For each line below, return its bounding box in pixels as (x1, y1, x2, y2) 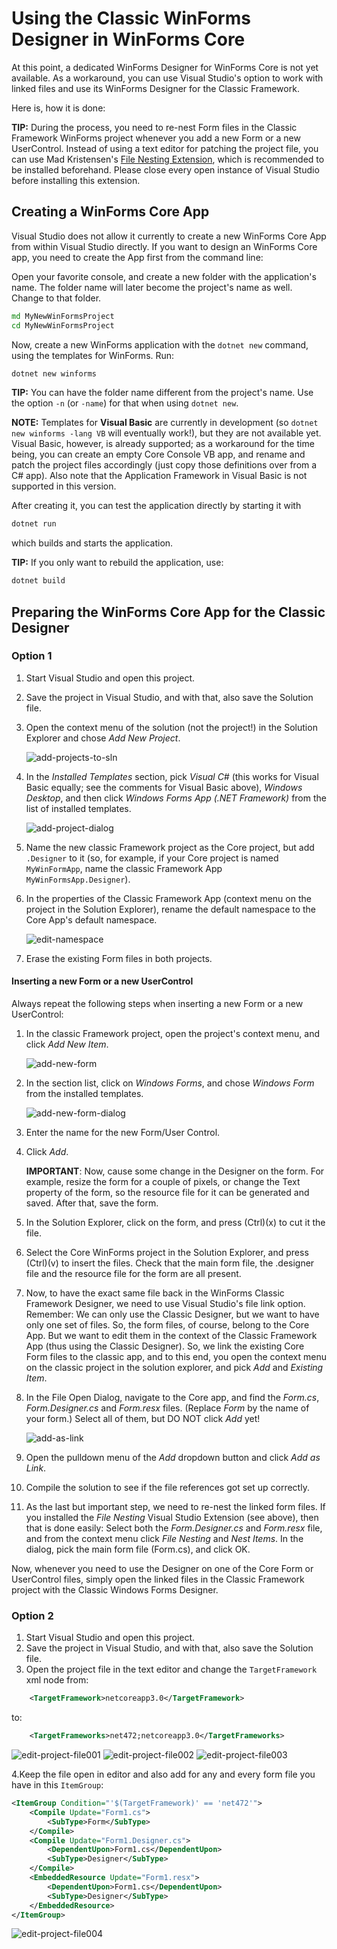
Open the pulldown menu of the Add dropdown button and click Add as (25, 1452, 321, 1464)
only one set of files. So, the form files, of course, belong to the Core (25, 1319, 310, 1331)
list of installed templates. (25, 802, 132, 814)
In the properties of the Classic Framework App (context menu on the (25, 892, 312, 904)
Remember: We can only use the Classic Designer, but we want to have (25, 1308, 320, 1321)
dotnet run (11, 519, 57, 529)
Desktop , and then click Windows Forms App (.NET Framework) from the (25, 792, 327, 804)
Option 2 (11, 1608, 54, 1622)
